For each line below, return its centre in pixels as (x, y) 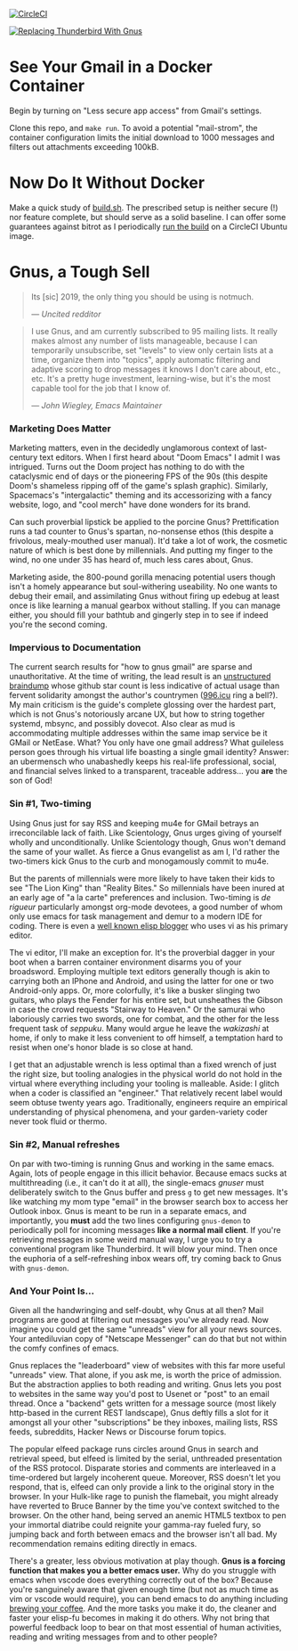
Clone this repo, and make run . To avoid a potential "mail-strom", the (133, 127)
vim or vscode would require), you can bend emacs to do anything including (149, 1599)
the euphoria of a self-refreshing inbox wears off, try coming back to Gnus (145, 1258)
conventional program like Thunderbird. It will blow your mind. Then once (144, 1249)
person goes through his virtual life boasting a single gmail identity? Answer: (149, 752)
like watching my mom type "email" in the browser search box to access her (149, 1202)
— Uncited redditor (66, 314)
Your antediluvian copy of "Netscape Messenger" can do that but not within (148, 1339)
